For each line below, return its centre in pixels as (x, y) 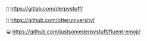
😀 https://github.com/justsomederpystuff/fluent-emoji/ (73, 31)
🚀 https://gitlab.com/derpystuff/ (45, 9)
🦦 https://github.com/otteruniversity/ (51, 20)
